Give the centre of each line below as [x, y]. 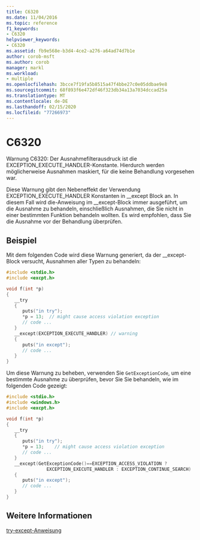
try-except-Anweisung [34, 530]
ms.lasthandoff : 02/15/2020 [41, 107]
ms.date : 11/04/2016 [32, 17]
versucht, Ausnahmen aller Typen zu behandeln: [81, 262]
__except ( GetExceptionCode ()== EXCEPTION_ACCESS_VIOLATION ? [91, 464]
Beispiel [22, 240]
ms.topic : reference [32, 23]
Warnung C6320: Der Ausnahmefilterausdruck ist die [72, 159]
